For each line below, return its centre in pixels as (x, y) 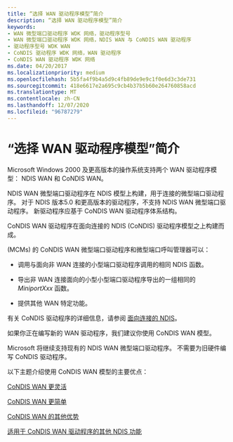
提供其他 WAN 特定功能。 (54, 303)
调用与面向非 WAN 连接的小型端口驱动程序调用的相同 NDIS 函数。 (113, 264)
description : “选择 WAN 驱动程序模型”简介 (65, 20)
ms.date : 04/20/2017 (38, 66)
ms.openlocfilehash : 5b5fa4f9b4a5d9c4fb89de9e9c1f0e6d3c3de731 (102, 79)
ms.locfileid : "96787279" (45, 112)
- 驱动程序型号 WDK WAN (39, 46)
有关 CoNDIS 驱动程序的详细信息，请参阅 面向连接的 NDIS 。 (94, 318)
